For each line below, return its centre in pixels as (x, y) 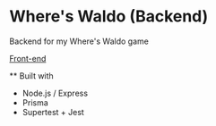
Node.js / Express (55, 93)
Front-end (28, 58)
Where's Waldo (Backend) (109, 17)
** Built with (31, 76)
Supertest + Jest (53, 112)
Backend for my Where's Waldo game (79, 41)
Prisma (35, 102)
